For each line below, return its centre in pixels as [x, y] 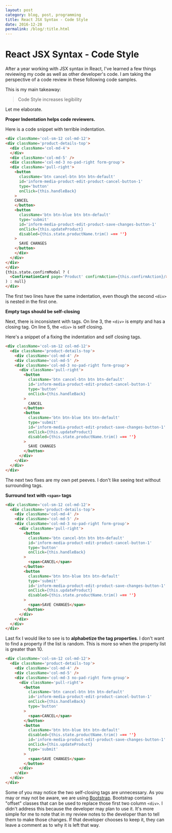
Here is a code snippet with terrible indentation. [56, 129]
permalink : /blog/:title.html [38, 29]
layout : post [19, 10]
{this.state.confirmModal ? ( [38, 272]
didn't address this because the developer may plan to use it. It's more [80, 808]
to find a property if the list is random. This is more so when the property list [86, 644]
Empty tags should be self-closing [43, 312]
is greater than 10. [24, 649]
